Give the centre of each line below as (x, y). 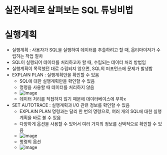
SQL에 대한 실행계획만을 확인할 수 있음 (57, 81)
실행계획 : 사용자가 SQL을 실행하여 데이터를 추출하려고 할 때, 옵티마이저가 (83, 50)
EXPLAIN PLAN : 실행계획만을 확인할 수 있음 (55, 75)
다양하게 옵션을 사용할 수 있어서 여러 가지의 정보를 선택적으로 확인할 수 (88, 124)
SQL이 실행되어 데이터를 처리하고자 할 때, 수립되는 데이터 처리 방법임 (79, 62)
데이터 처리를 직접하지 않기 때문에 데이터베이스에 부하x (72, 99)
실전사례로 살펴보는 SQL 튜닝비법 (69, 10)
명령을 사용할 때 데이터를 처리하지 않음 (57, 87)
